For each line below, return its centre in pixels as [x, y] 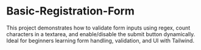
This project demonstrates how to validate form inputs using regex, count [98, 28]
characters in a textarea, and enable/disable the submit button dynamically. [101, 34]
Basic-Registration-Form [71, 11]
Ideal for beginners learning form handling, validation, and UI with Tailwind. [100, 40]
